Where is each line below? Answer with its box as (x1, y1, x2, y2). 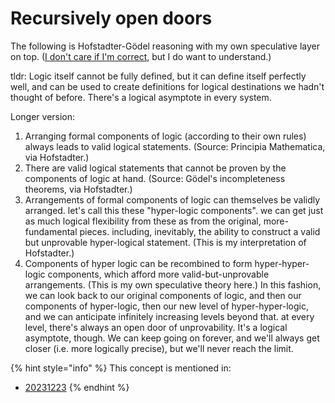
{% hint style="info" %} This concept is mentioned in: (10, 362, 232, 374)
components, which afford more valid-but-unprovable (47, 268, 270, 280)
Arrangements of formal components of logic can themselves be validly (24, 193, 321, 206)
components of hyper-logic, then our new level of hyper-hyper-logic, (24, 300, 309, 312)
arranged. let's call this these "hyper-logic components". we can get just (24, 204, 324, 216)
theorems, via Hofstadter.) (24, 183, 133, 195)
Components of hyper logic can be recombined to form (24, 257, 253, 269)
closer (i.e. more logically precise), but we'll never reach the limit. (24, 342, 294, 354)
